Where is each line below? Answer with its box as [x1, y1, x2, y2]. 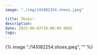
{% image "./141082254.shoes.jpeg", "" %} [5, 44, 93, 50]
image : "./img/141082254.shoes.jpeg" [5, 7, 84, 12]
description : [5, 21, 32, 26]
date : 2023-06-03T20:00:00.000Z [5, 25, 72, 30]
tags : [5, 30, 16, 35]
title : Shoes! [5, 16, 35, 21]
